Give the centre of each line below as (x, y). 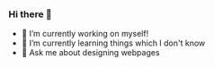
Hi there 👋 (31, 14)
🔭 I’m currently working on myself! (85, 34)
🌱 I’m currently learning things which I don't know (113, 43)
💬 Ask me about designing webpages (90, 53)
